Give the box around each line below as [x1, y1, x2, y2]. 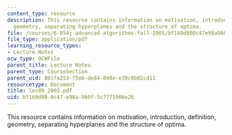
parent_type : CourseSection [7, 68, 88, 75]
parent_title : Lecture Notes [7, 62, 91, 69]
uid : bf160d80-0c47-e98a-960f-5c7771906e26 [7, 94, 135, 101]
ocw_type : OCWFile [7, 55, 60, 62]
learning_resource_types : [7, 42, 81, 49]
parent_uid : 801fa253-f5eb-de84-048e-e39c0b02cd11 [7, 74, 156, 82]
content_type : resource [7, 10, 76, 17]
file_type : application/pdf [7, 36, 88, 43]
